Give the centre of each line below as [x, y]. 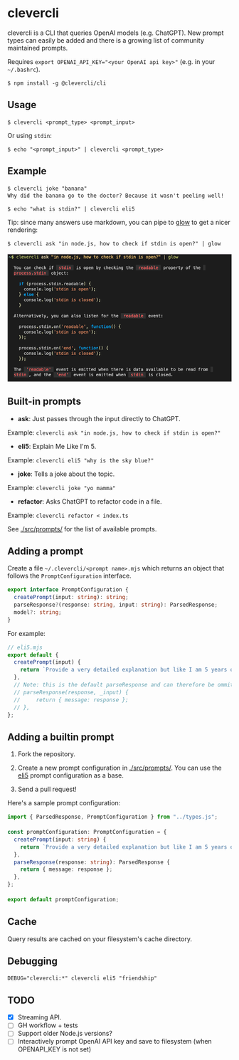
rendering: [22, 230]
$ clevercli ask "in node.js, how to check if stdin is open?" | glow [114, 243]
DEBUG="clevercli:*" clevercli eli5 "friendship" [83, 979]
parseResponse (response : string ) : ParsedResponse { [92, 862]
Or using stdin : [30, 135]
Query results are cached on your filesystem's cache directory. [100, 939]
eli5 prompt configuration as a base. [71, 775]
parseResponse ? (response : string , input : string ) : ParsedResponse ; [116, 605]
